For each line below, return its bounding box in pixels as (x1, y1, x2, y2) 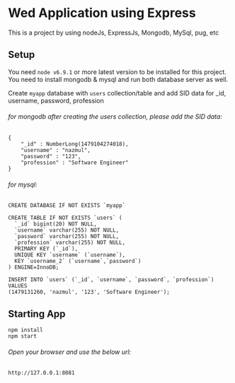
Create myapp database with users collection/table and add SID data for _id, (8, 88, 227, 97)
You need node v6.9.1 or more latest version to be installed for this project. (8, 67, 227, 76)
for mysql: (8, 180, 38, 189)
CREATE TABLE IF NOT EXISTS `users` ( (8, 214, 122, 222)
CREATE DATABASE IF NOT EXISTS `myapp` (8, 202, 126, 209)
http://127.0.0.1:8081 (8, 370, 75, 377)
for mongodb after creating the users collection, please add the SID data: (8, 112, 222, 121)
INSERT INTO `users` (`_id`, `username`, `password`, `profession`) (8, 276, 214, 283)
